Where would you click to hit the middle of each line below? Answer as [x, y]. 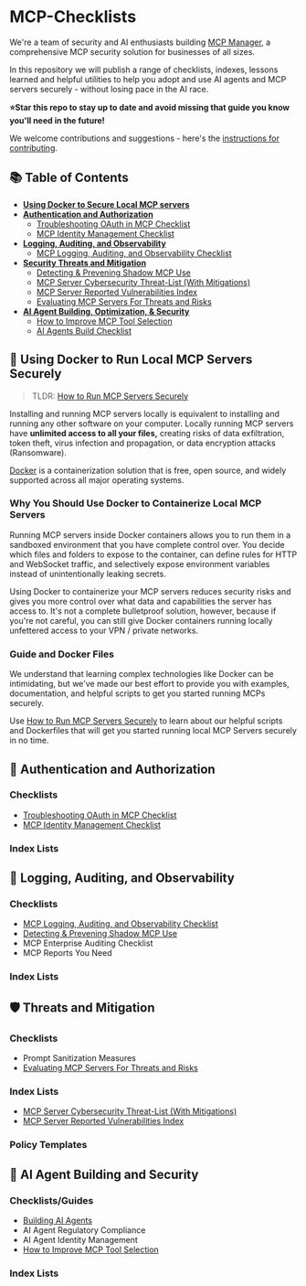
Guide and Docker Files [62, 654]
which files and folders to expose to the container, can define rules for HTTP [153, 554]
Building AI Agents [58, 1220]
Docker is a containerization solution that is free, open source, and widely [148, 470]
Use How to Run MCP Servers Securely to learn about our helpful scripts [146, 721]
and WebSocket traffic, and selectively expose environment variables [140, 563]
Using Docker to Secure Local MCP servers [106, 204]
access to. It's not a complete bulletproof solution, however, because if [143, 611]
